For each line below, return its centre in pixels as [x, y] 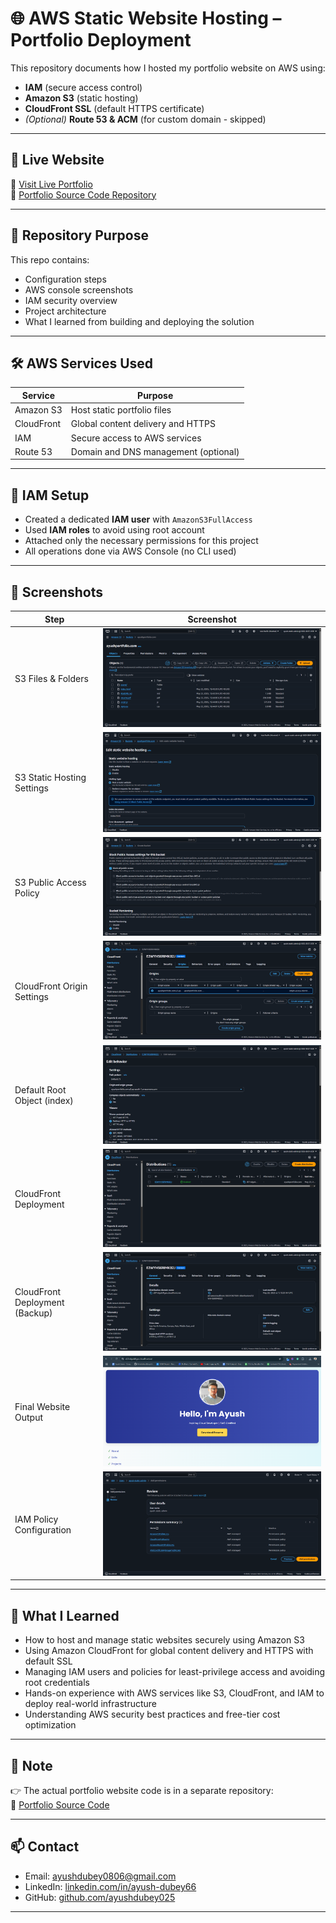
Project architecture [65, 311]
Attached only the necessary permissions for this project [141, 541]
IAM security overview [71, 300]
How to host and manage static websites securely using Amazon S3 [164, 1640]
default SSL [48, 1661]
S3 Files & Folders [51, 678]
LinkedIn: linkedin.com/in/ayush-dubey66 [110, 1886]
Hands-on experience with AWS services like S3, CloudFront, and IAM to [174, 1693]
